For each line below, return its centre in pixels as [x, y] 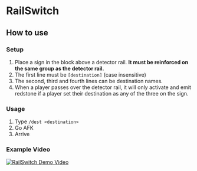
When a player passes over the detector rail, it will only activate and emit [103, 87]
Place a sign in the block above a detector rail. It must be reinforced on [101, 62]
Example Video [28, 150]
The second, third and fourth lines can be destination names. [89, 81]
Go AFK [24, 128]
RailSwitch [33, 11]
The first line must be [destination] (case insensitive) [80, 74]
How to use [27, 33]
